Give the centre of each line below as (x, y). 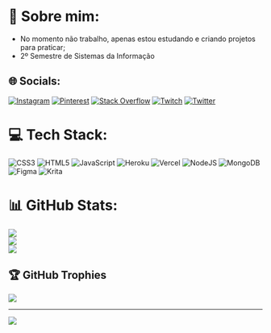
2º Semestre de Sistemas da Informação (87, 56)
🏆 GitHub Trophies (58, 275)
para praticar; (43, 47)
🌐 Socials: (35, 81)
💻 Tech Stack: (58, 134)
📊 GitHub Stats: (63, 205)
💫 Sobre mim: (54, 17)
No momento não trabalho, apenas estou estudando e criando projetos (138, 39)
